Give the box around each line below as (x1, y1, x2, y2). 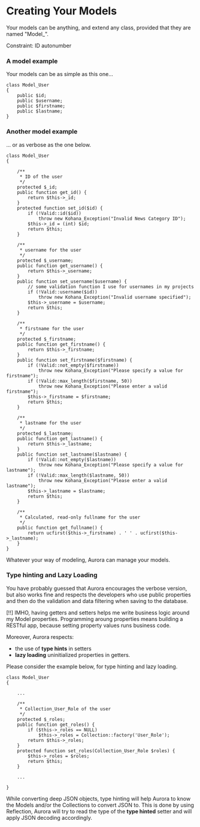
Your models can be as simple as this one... (6, 71, 114, 78)
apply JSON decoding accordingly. (6, 814, 93, 821)
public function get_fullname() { (17, 525, 103, 531)
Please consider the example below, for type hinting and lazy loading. (6, 663, 178, 670)
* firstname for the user (19, 325, 84, 332)
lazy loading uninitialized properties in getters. (14, 651, 131, 658)
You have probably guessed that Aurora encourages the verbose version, (6, 584, 187, 592)
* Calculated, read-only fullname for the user (19, 514, 141, 520)
